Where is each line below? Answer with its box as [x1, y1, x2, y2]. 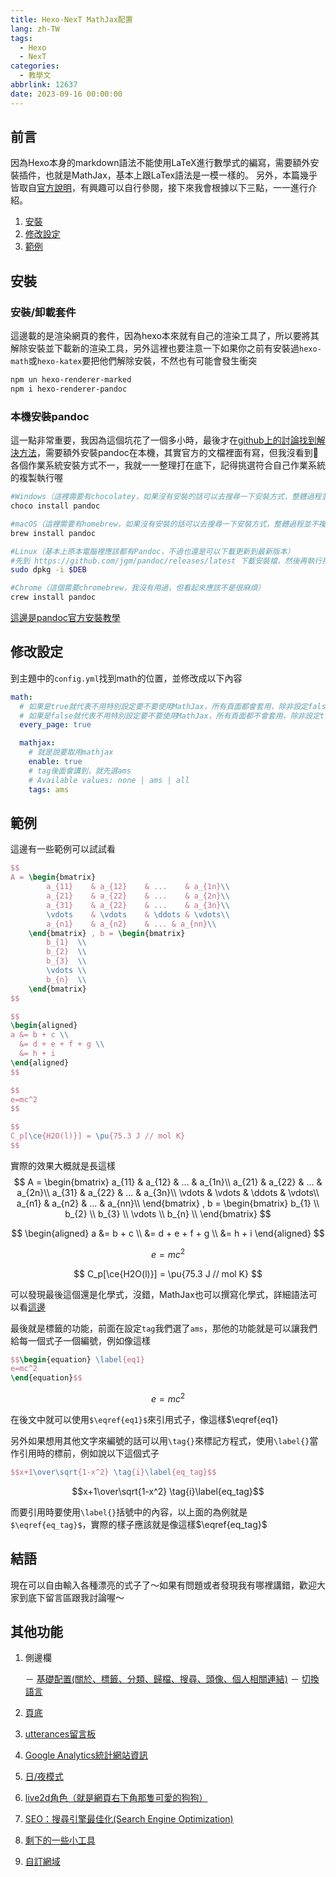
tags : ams [28, 784, 70, 795]
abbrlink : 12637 [10, 80, 78, 90]
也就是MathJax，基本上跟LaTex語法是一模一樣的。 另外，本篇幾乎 [44, 169, 318, 181]
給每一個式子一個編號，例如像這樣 [10, 1334, 151, 1346]
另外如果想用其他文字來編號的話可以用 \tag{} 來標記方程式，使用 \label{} [10, 1434, 310, 1446]
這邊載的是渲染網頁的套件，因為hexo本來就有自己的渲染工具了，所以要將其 [10, 330, 320, 342]
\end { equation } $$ [10, 1373, 83, 1383]
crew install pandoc [10, 592, 97, 603]
